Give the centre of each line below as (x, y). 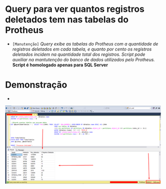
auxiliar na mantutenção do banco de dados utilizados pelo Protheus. (83, 59)
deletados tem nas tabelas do (67, 20)
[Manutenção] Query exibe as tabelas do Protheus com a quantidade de (85, 44)
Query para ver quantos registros (75, 9)
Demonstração (36, 85)
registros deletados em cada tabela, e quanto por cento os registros (82, 49)
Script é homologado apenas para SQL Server (60, 65)
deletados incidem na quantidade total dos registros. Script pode (79, 54)
